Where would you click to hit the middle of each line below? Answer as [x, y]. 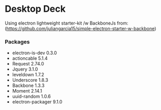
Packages [17, 41]
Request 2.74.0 [28, 64]
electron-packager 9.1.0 [37, 102]
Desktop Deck [35, 9]
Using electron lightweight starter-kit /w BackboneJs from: [67, 23]
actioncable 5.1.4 [30, 58]
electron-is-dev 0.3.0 [34, 53]
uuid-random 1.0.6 [31, 96]
